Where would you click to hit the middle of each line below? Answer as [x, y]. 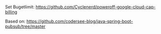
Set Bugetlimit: [20, 7]
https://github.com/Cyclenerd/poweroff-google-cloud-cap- [96, 7]
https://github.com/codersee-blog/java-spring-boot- [80, 21]
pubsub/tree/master [25, 26]
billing [11, 12]
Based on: [15, 21]
